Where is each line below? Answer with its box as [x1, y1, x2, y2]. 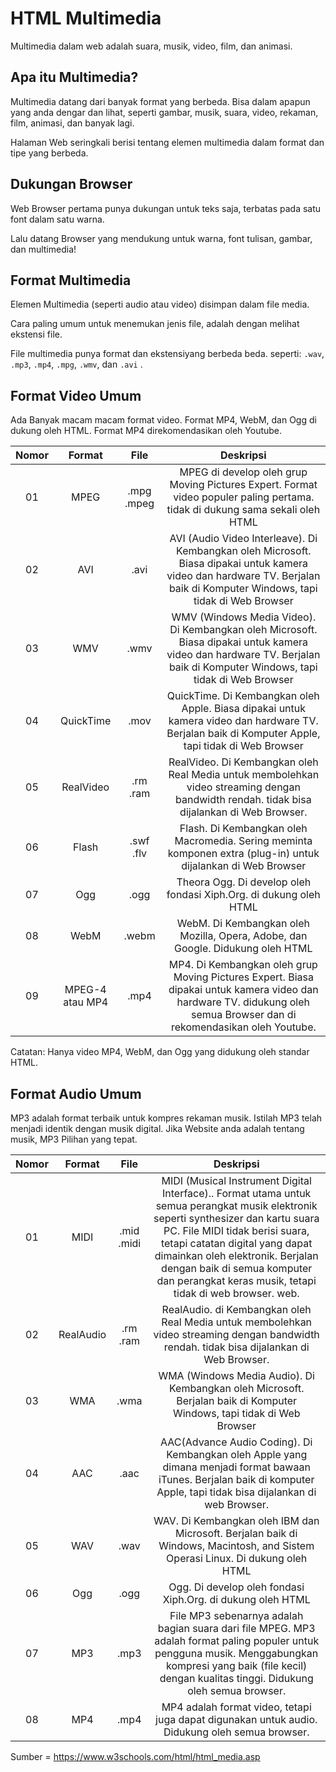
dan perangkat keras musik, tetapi [156, 1274, 317, 1287]
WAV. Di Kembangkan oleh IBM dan [153, 1514, 320, 1527]
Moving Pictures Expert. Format [169, 478, 318, 492]
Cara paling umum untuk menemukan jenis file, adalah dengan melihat [10, 318, 300, 330]
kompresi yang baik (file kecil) [166, 1659, 308, 1672]
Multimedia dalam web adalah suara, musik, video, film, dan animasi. [10, 40, 293, 52]
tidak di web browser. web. [173, 1287, 300, 1300]
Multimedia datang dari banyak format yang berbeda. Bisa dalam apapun [10, 95, 311, 107]
